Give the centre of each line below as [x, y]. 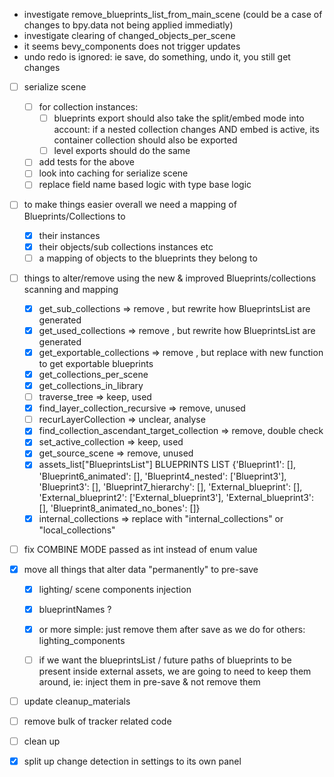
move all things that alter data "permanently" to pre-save [141, 569]
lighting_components [82, 640]
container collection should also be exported [145, 140]
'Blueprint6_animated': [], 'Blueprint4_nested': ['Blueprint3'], [162, 476]
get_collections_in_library [91, 385]
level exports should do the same [122, 151]
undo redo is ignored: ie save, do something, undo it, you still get [157, 57]
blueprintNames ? [75, 609]
